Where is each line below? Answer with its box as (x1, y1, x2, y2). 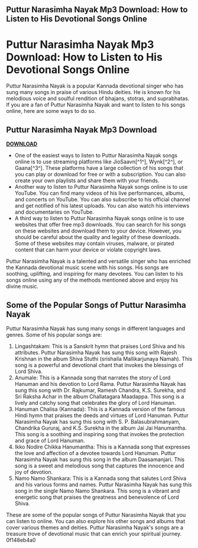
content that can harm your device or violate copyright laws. (14, 246, 162, 253)
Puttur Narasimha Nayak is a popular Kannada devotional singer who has (6, 82, 184, 89)
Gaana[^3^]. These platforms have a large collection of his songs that (14, 165, 184, 172)
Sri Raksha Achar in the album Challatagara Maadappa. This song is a (14, 393, 184, 400)
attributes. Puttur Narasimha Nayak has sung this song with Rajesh (14, 349, 177, 356)
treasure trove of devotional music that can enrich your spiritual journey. (6, 530, 182, 537)
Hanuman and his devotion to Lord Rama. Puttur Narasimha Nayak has (14, 380, 186, 387)
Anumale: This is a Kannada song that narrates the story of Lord (14, 374, 171, 381)
